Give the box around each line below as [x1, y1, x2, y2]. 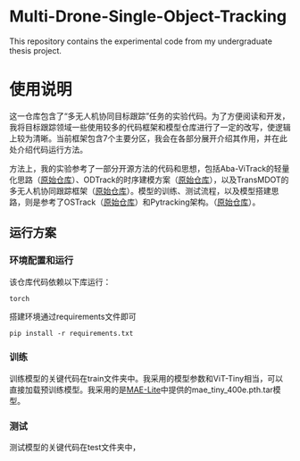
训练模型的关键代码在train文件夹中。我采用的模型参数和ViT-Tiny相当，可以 [9, 373, 284, 383]
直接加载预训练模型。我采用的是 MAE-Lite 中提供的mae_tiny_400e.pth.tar [9, 384, 274, 395]
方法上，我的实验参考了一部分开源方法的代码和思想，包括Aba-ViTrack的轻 [9, 163, 283, 173]
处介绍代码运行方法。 [9, 144, 87, 155]
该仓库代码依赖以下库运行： [9, 276, 112, 287]
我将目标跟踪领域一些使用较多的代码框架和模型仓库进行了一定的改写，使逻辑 [9, 122, 291, 132]
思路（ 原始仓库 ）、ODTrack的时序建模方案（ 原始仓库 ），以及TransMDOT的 [16, 174, 289, 185]
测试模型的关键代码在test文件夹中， [9, 442, 141, 453]
